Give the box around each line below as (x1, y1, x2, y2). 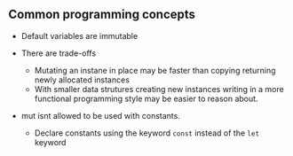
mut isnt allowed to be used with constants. (20, 110, 181, 121)
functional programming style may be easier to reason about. (34, 93, 258, 104)
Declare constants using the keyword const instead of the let (34, 128, 259, 138)
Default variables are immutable (20, 30, 139, 41)
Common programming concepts (8, 7, 196, 22)
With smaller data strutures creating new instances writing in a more (34, 83, 285, 94)
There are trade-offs (20, 48, 97, 58)
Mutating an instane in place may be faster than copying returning (34, 65, 276, 75)
